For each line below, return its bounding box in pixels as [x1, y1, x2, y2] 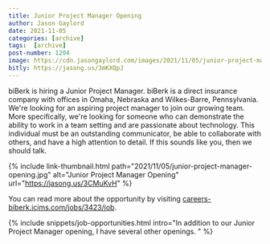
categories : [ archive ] [8, 34, 84, 43]
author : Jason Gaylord [8, 19, 84, 27]
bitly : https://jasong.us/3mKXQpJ [8, 64, 125, 72]
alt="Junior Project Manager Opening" [52, 169, 179, 179]
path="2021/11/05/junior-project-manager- [111, 161, 253, 171]
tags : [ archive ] [8, 42, 67, 50]
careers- [182, 193, 211, 203]
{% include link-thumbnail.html [8, 161, 110, 171]
